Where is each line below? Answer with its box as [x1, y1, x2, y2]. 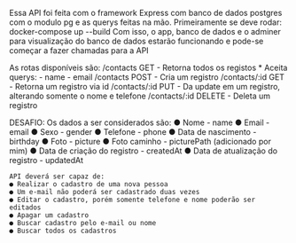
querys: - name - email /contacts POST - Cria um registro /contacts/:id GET [9, 72, 285, 82]
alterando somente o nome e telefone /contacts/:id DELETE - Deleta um [9, 90, 271, 101]
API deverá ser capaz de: [9, 172, 105, 181]
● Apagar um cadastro [9, 211, 90, 220]
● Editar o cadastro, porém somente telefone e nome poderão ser [9, 195, 255, 204]
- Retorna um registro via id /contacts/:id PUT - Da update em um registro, [9, 82, 281, 91]
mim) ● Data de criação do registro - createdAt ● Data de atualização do [9, 145, 277, 156]
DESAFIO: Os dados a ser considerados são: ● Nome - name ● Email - [9, 117, 270, 128]
